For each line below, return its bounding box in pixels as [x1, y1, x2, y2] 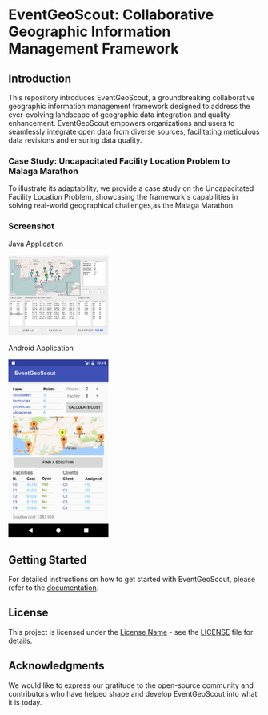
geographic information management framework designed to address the [8, 102, 250, 111]
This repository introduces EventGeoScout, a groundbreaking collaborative [8, 93, 255, 102]
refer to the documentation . [8, 583, 99, 592]
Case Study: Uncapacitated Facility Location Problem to [8, 155, 230, 166]
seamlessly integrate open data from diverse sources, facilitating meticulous [8, 127, 260, 136]
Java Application [8, 239, 64, 248]
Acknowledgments [8, 659, 106, 673]
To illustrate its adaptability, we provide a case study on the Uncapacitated [8, 184, 254, 193]
